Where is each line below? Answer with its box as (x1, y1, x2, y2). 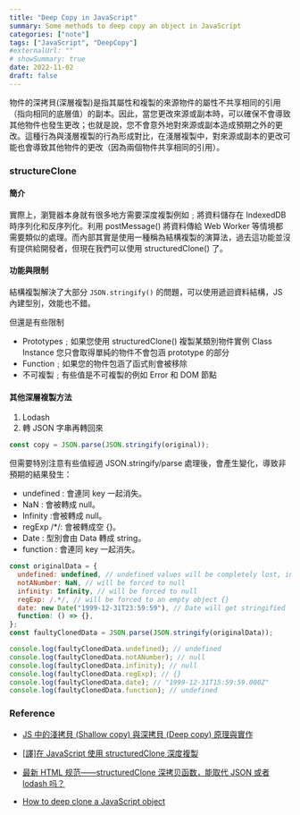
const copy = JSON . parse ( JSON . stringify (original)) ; (9, 440, 210, 450)
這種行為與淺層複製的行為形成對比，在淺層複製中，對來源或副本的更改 (24, 131, 283, 141)
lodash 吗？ (21, 777, 65, 788)
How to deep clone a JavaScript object (21, 795, 166, 806)
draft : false (9, 72, 58, 81)
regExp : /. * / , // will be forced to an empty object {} (17, 595, 229, 604)
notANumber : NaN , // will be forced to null (17, 578, 186, 587)
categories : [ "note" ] (9, 30, 90, 38)
